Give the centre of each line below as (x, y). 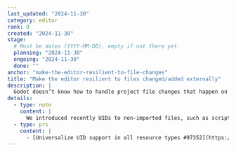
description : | (29, 85)
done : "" (26, 66)
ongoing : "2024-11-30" (47, 60)
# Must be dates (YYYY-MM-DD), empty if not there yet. (97, 46)
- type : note (33, 105)
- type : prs (31, 124)
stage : (17, 40)
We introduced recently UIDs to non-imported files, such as (117, 118)
